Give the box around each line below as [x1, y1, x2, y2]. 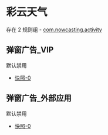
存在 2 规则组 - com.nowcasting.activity [6, 26, 103, 33]
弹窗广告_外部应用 [6, 93, 72, 103]
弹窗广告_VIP [6, 45, 54, 55]
